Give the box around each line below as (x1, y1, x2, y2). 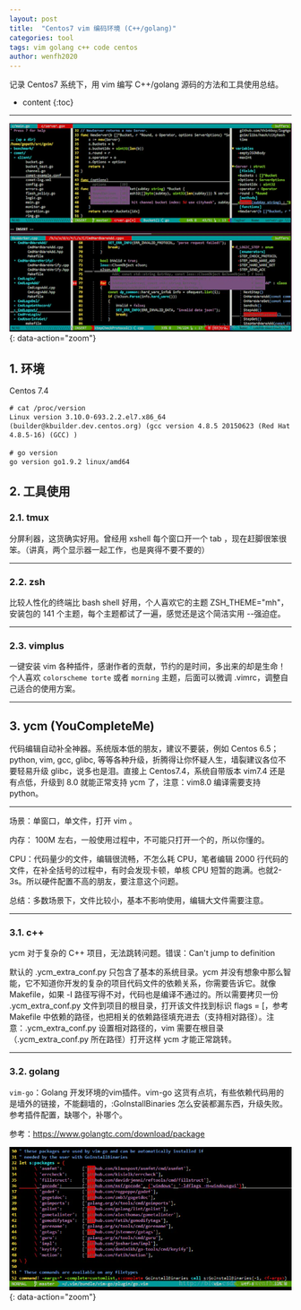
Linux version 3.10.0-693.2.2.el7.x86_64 (9, 413, 167, 422)
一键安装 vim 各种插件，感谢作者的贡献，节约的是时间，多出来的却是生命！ (9, 661, 287, 672)
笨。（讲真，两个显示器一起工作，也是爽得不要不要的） (9, 544, 210, 555)
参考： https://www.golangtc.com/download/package (9, 1128, 205, 1139)
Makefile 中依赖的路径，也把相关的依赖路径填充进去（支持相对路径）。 (9, 1012, 267, 1022)
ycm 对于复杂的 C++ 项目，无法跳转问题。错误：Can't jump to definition (9, 948, 276, 959)
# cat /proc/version (9, 404, 87, 413)
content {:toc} (21, 97, 74, 108)
